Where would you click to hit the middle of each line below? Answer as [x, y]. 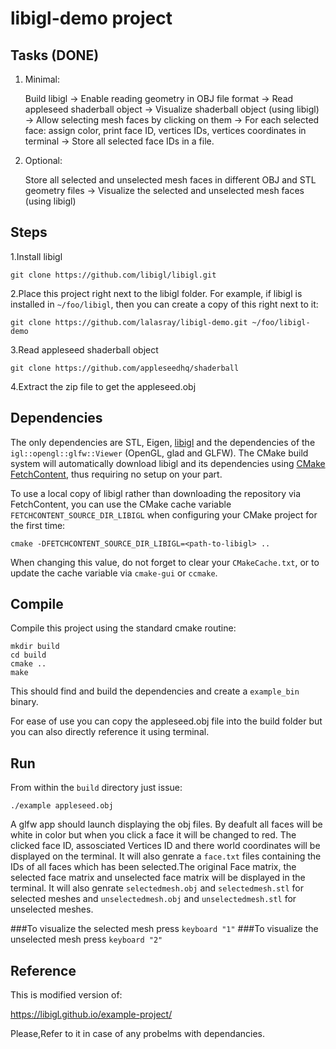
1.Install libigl [36, 256]
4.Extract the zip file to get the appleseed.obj [103, 386]
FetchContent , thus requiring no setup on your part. [116, 474]
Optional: [43, 160]
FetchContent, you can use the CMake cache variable [121, 504]
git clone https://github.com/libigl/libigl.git [113, 275]
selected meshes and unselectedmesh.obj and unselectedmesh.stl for [153, 899]
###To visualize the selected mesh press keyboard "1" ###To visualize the [164, 929]
